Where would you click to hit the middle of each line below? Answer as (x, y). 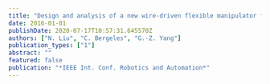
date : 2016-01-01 (37, 23)
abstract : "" (30, 53)
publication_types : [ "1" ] (51, 46)
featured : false (35, 61)
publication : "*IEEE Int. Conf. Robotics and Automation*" (109, 68)
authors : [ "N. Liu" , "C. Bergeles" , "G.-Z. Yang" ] (95, 38)
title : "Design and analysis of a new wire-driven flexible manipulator (133, 16)
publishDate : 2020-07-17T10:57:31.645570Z (80, 30)
